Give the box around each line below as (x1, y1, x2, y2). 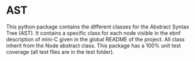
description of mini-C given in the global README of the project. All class (6, 36, 185, 43)
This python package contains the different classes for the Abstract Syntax (6, 23, 190, 30)
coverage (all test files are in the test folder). (6, 48, 114, 55)
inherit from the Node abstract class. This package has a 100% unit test (6, 42, 181, 49)
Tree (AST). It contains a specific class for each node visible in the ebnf (6, 29, 181, 36)
